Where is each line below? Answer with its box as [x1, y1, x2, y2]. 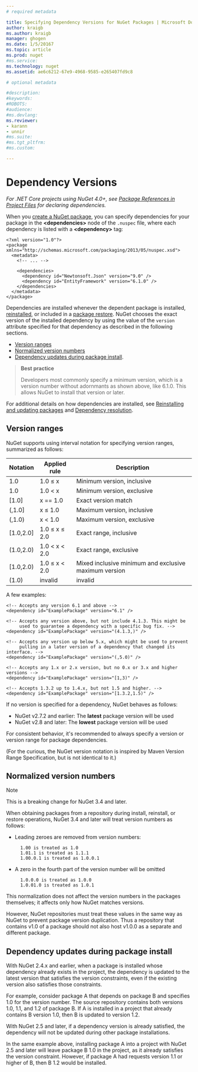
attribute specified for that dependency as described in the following [6, 323, 173, 330]
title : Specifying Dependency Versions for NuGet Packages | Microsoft [6, 19, 186, 25]
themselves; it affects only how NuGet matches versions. [6, 899, 144, 906]
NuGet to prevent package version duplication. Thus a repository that [6, 917, 174, 924]
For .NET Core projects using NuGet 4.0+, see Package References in [6, 195, 175, 202]
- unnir [6, 128, 25, 135]
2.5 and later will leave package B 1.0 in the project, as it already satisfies [6, 1047, 184, 1054]
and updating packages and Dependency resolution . [6, 406, 134, 414]
